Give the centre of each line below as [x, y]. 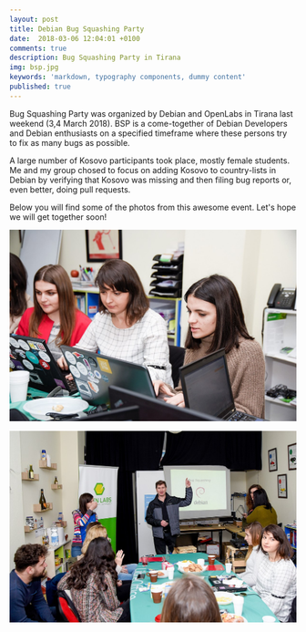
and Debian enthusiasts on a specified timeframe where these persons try [148, 133]
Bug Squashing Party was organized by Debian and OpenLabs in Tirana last [151, 113]
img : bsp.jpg [34, 67]
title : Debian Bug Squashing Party [77, 29]
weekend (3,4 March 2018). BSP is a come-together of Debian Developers [149, 123]
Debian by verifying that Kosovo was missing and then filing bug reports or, [151, 180]
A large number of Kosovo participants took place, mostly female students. [149, 161]
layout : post [34, 19]
